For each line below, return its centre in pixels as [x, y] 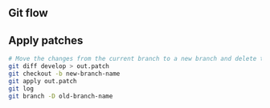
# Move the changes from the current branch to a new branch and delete [133, 59]
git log [21, 88]
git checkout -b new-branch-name [64, 74]
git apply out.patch [43, 81]
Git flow [28, 13]
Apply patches [46, 40]
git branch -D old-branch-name [61, 96]
